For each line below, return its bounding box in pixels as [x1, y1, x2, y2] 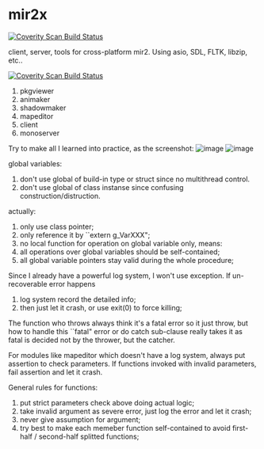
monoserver [19, 128, 60, 138]
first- [232, 423, 249, 432]
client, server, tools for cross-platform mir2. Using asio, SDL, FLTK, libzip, [8, 47, 248, 56]
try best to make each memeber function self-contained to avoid [19, 423, 231, 432]
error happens [48, 279, 96, 288]
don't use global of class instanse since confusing [19, 182, 184, 192]
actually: [8, 206, 36, 215]
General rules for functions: [8, 382, 98, 392]
